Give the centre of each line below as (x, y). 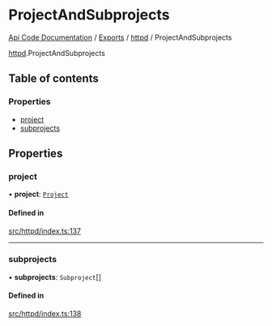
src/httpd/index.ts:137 (45, 231)
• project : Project (38, 194)
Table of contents (53, 79)
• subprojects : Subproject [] (55, 277)
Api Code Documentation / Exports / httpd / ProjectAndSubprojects (120, 37)
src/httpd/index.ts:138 (45, 314)
